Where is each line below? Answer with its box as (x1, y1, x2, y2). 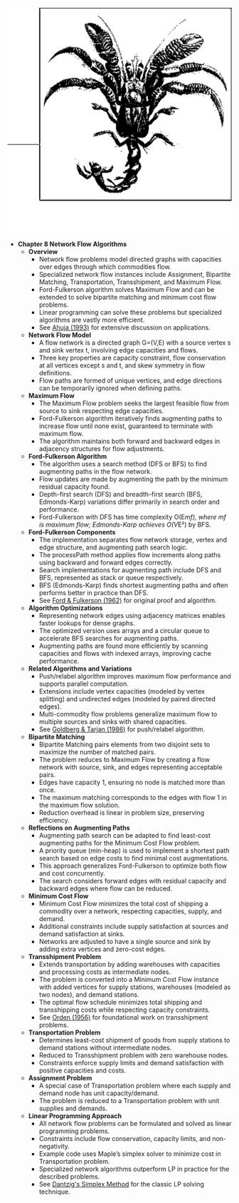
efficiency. (38, 816, 70, 824)
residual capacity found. (38, 482, 110, 491)
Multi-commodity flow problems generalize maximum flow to (38, 710, 218, 718)
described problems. (38, 1172, 100, 1181)
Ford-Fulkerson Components (28, 528, 116, 536)
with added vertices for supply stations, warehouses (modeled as (38, 983, 231, 991)
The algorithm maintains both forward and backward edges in (38, 437, 221, 445)
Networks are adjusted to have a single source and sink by (38, 938, 211, 945)
